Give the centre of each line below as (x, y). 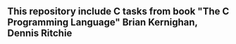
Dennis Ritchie (40, 33)
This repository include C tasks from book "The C (118, 12)
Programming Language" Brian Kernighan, (103, 23)
